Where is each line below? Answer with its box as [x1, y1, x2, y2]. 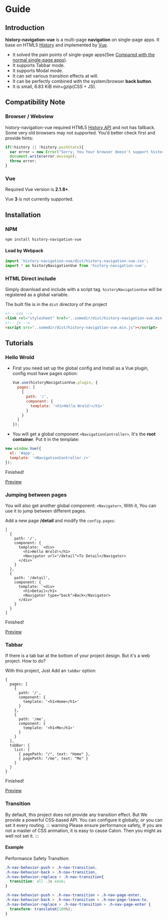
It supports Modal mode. [12, 67, 63, 73]
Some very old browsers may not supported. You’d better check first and [5, 129, 155, 135]
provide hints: [5, 135, 33, 141]
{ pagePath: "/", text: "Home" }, [18, 751, 91, 757]
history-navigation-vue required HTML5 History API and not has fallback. [5, 124, 156, 130]
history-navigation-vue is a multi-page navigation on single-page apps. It [5, 36, 159, 42]
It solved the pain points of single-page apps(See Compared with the [12, 51, 155, 57]
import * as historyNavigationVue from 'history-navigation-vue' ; [5, 263, 146, 268]
